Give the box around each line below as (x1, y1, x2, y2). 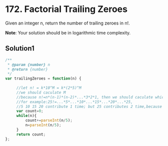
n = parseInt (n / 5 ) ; (25, 122, 61, 127)
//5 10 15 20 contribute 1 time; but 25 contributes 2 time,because (16, 104, 162, 109)
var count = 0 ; (16, 108, 43, 113)
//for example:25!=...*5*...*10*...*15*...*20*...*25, (16, 99, 133, 104)
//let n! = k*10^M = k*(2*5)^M (16, 85, 81, 90)
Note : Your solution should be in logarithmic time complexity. (5, 29, 131, 35)
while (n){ (16, 113, 37, 118)
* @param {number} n (7, 62, 50, 67)
